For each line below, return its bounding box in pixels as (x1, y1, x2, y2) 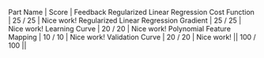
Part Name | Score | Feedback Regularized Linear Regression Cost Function (8, 8, 255, 16)
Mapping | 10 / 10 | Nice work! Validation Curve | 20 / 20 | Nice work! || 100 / (8, 32, 257, 42)
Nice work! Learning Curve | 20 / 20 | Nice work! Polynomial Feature (8, 24, 232, 33)
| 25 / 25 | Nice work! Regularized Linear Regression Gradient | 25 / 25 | (8, 16, 242, 25)
